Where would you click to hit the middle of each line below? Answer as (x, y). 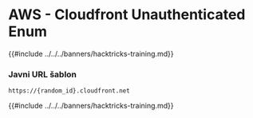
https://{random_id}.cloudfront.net (69, 91)
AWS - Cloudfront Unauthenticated (127, 15)
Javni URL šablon (43, 74)
